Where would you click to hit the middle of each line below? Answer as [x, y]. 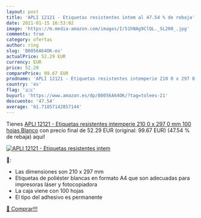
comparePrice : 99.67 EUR [37, 73]
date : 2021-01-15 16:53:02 [40, 23]
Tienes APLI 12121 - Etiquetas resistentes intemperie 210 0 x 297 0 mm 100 [99, 124]
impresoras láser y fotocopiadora [56, 184]
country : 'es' [24, 85]
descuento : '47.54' [31, 101]
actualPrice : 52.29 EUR [36, 56]
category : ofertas [29, 40]
